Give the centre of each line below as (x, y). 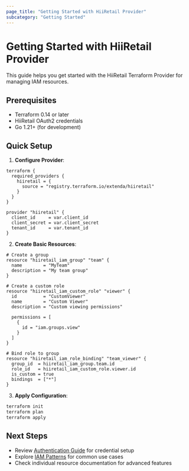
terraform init (25, 406)
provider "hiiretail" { (35, 213)
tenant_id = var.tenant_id (50, 228)
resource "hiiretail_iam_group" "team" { (58, 260)
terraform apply (26, 417)
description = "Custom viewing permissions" (67, 307)
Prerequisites (31, 100)
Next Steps (27, 436)
